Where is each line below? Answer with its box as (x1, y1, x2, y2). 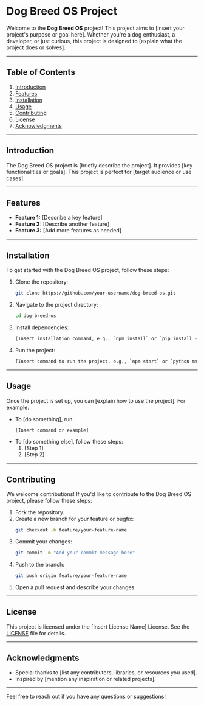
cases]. (6, 175, 25, 182)
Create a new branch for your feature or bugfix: (15, 516, 134, 523)
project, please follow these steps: (6, 497, 92, 505)
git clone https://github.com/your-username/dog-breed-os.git (15, 290, 176, 296)
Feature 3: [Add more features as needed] (15, 227, 121, 234)
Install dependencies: (15, 324, 69, 331)
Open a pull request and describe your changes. (15, 583, 137, 591)
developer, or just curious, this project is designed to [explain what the (6, 37, 182, 44)
